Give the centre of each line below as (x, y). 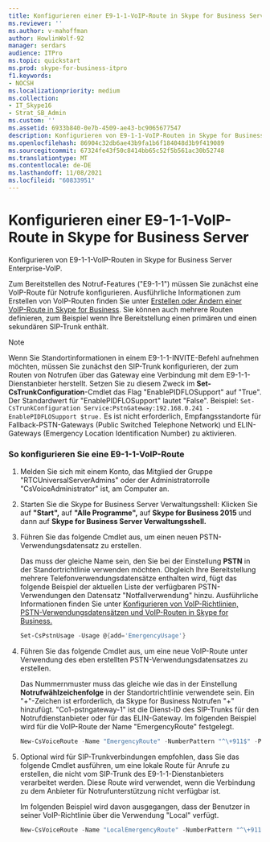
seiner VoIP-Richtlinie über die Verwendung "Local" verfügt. (119, 815)
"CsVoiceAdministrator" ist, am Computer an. (95, 489)
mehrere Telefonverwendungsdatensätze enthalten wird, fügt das (128, 578)
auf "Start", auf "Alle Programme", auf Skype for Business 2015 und (135, 513)
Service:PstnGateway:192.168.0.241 (143, 408)
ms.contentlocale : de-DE (50, 166)
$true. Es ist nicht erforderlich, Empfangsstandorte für (170, 416)
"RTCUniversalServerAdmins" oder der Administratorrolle (115, 481)
